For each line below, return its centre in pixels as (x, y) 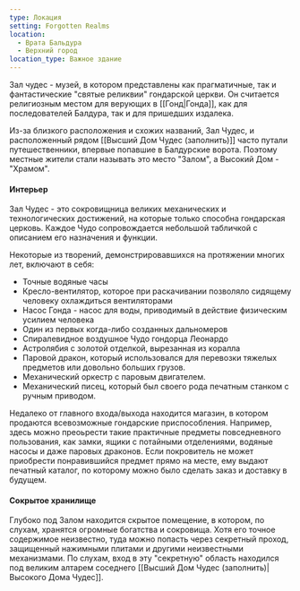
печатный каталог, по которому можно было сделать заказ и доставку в (148, 470)
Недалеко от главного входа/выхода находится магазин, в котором (139, 414)
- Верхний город (47, 51)
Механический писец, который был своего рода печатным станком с (155, 387)
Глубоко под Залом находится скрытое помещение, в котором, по (137, 520)
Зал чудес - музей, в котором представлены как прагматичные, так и (143, 85)
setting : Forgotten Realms (60, 26)
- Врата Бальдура (50, 43)
